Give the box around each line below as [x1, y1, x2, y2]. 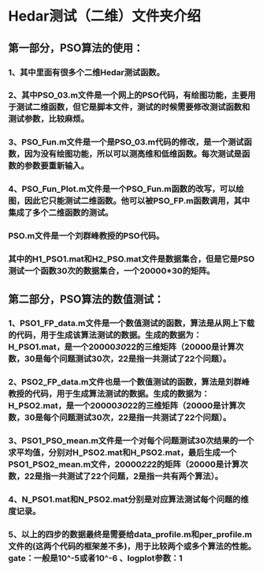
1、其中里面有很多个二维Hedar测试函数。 [8, 66, 165, 77]
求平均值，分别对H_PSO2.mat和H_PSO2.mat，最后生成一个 [8, 447, 237, 458]
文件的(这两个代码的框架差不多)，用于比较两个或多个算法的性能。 [8, 541, 257, 552]
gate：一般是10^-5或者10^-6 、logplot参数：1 [8, 553, 183, 564]
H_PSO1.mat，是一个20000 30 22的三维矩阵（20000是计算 [8, 341, 236, 352]
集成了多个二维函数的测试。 [8, 207, 113, 218]
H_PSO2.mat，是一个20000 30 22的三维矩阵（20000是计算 [8, 400, 238, 411]
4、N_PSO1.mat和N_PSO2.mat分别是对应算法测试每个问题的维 [8, 494, 250, 505]
